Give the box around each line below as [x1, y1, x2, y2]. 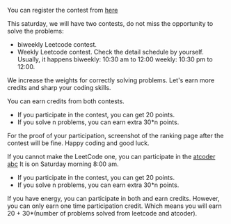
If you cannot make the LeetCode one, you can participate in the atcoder [7, 153, 216, 160]
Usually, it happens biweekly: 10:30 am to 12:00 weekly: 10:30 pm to [17, 55, 214, 64]
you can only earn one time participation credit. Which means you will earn [7, 202, 222, 210]
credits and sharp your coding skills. [7, 84, 111, 91]
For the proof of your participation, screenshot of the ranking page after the [7, 132, 224, 140]
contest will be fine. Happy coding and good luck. [7, 139, 150, 147]
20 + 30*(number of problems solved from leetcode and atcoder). [7, 209, 198, 217]
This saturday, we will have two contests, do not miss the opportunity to [7, 20, 214, 27]
